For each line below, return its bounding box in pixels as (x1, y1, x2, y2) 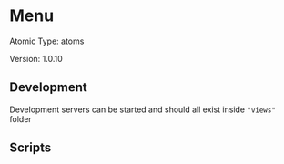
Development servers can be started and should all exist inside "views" (9, 104, 276, 115)
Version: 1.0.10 (9, 53, 63, 64)
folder (9, 113, 32, 124)
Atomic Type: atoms (9, 36, 85, 46)
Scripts (9, 140, 52, 156)
